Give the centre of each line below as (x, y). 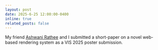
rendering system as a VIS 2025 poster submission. (71, 43)
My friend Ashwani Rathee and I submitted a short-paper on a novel (73, 37)
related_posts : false (27, 23)
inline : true (18, 19)
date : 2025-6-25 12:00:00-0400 (37, 14)
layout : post (18, 10)
